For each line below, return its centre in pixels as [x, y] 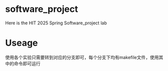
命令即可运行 [27, 64]
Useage [22, 43]
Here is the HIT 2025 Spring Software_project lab [56, 23]
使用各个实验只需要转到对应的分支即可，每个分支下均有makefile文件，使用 [82, 57]
